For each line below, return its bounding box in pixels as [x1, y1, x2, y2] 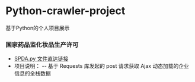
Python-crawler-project [5, 4, 126, 18]
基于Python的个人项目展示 [5, 24, 70, 31]
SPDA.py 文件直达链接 [14, 55, 69, 63]
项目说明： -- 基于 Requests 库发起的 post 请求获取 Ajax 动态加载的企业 [14, 63, 189, 70]
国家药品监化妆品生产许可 [5, 40, 79, 48]
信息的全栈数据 [14, 70, 51, 77]
